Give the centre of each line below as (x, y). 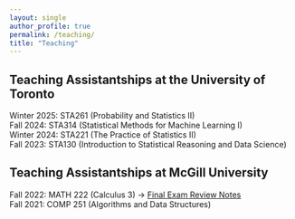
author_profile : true (50, 26)
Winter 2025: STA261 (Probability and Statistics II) (102, 116)
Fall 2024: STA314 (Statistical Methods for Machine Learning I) (126, 125)
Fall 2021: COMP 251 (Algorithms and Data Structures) (110, 204)
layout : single (38, 18)
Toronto (32, 94)
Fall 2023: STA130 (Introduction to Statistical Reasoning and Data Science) (148, 145)
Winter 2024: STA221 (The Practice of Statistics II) (103, 135)
